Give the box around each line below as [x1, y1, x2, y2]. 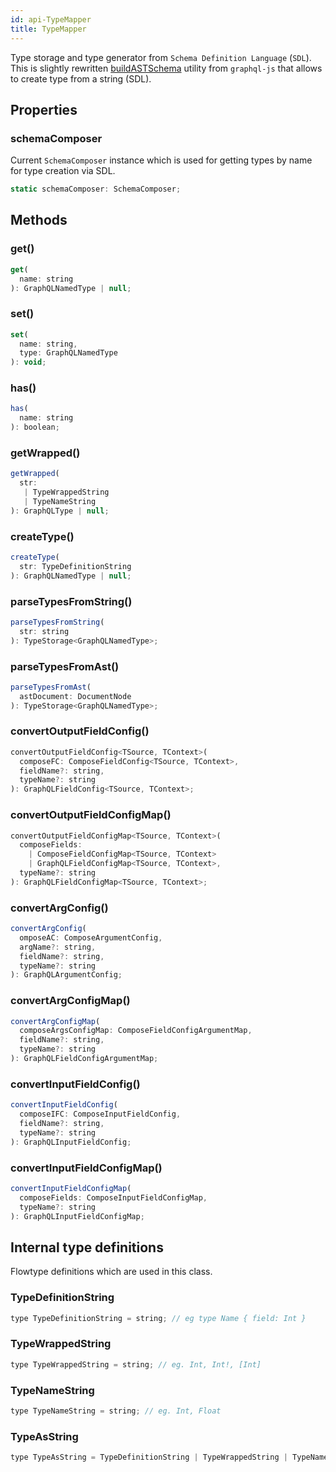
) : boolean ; [10, 422, 60, 433]
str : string [19, 626, 70, 636]
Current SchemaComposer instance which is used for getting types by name [10, 154, 313, 166]
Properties [10, 101, 78, 118]
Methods [10, 212, 68, 229]
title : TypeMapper [10, 24, 87, 34]
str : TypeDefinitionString [19, 561, 132, 571]
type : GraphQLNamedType [19, 348, 118, 358]
